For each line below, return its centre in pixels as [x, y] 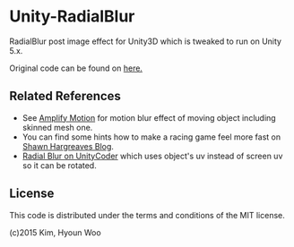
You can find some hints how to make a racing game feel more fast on [151, 137]
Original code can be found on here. [76, 68]
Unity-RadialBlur [72, 17]
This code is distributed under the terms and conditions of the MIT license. [147, 215]
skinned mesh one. [57, 127]
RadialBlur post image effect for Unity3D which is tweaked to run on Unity [146, 41]
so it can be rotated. [59, 165]
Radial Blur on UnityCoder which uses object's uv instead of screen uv [152, 156]
